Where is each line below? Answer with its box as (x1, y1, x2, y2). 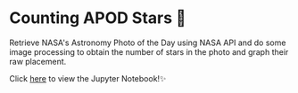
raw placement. (9, 56, 67, 66)
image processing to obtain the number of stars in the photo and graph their (9, 46, 289, 57)
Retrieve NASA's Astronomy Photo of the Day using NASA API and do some (9, 37, 286, 48)
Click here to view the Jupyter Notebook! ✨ (9, 73, 167, 83)
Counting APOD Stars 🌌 (9, 8, 186, 28)
